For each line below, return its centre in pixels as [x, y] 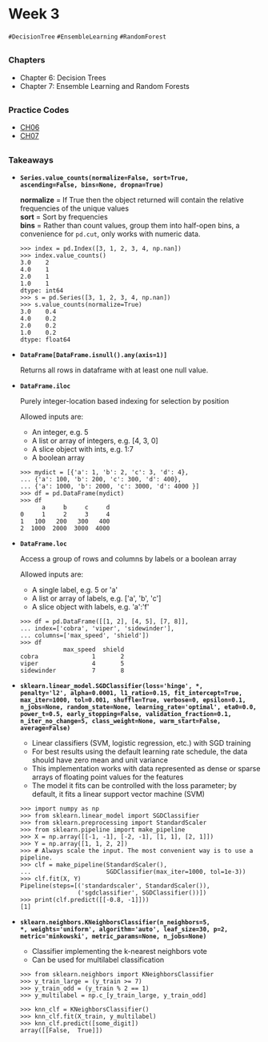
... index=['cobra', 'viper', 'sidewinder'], [97, 629]
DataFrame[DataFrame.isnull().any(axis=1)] [94, 356]
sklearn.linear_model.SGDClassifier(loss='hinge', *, [111, 686]
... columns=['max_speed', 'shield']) [84, 636]
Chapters [27, 60]
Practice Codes [39, 111]
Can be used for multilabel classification [98, 960]
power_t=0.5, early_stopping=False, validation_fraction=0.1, [126, 714]
